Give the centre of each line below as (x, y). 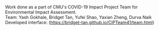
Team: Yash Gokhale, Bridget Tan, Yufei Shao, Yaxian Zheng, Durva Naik (78, 17)
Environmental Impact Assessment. (41, 12)
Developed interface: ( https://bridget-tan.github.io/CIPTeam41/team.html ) (80, 22)
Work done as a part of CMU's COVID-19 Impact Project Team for (71, 7)
